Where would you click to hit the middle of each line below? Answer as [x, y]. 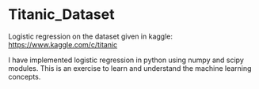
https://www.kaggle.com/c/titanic [63, 44]
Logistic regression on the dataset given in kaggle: [90, 36]
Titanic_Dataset [61, 15]
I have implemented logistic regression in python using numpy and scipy [126, 60]
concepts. [25, 76]
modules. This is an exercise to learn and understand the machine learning [130, 68]
